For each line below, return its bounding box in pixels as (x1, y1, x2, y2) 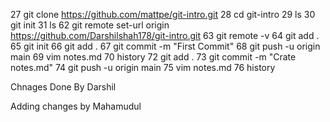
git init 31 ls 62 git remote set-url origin (10, 19, 170, 31)
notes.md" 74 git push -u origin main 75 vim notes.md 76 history (10, 62, 276, 73)
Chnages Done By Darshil (10, 81, 117, 93)
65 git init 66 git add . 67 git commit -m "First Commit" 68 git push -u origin (10, 40, 321, 52)
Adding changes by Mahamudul (10, 100, 142, 112)
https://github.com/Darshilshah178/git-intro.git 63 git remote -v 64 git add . (10, 30, 320, 41)
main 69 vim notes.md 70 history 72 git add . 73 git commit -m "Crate (10, 51, 297, 63)
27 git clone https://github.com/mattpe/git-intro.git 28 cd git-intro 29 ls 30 (10, 9, 316, 20)
